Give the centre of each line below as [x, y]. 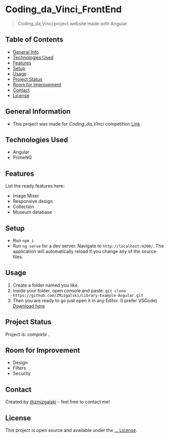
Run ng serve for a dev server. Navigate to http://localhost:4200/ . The [88, 246]
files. [18, 257]
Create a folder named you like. [46, 285]
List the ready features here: [35, 186]
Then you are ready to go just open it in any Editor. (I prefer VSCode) [85, 301]
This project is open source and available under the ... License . [71, 430]
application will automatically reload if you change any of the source [84, 251]
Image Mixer [26, 196]
